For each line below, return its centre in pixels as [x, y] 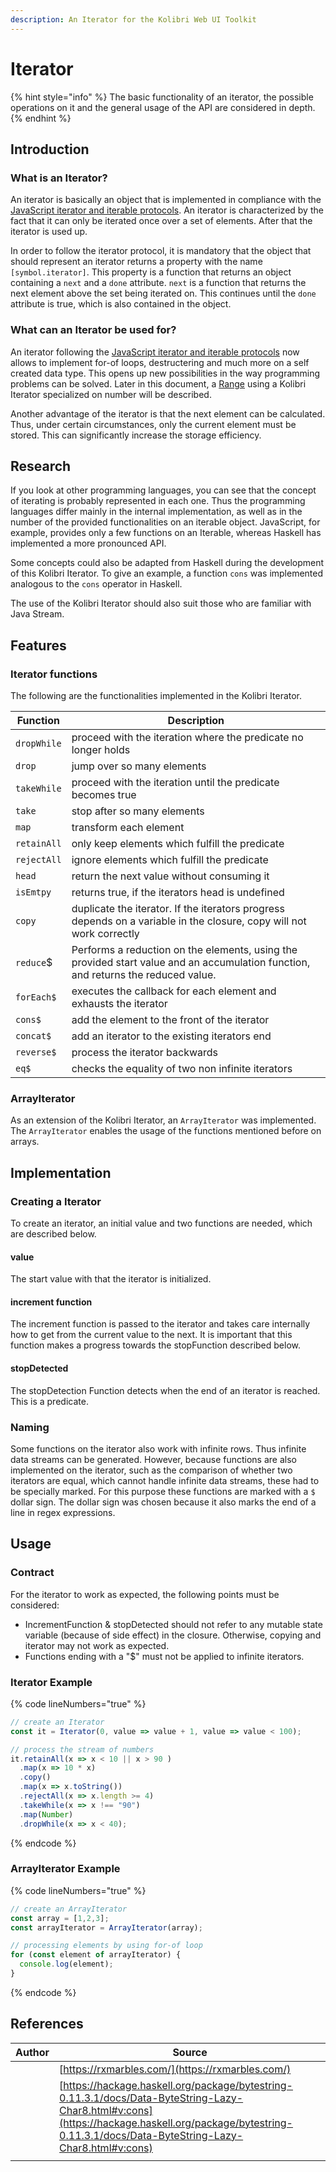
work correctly [105, 934]
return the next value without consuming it [170, 876]
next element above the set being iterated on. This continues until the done [163, 293]
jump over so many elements [139, 766]
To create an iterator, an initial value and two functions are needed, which [161, 1223]
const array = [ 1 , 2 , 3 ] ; [60, 1918]
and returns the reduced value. [144, 975]
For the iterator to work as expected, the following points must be [145, 1594]
